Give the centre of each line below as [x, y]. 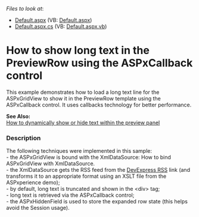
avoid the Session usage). [38, 208]
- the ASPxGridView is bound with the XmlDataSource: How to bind [89, 158]
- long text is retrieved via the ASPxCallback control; [70, 195]
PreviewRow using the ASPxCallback [99, 63]
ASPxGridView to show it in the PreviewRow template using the [83, 98]
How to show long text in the [78, 51]
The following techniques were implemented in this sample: [79, 151]
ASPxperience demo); [33, 183]
